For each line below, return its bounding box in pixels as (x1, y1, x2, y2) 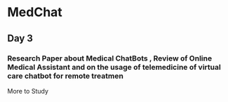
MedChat (7, 4, 63, 20)
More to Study (7, 87, 49, 95)
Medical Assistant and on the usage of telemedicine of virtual (7, 62, 221, 72)
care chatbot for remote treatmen (7, 71, 124, 81)
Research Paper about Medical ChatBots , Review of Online (7, 53, 213, 63)
